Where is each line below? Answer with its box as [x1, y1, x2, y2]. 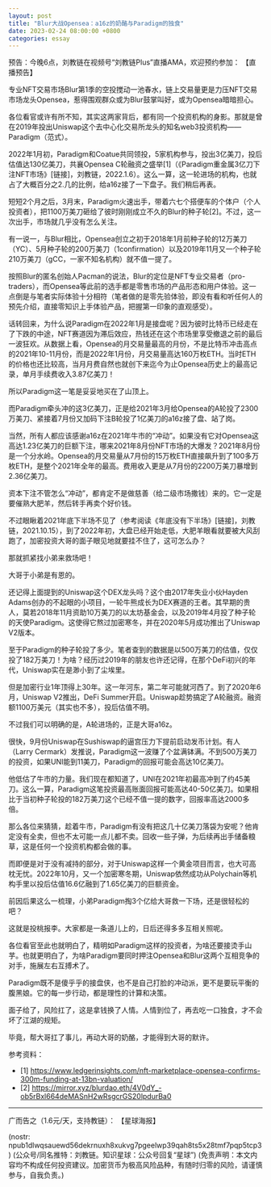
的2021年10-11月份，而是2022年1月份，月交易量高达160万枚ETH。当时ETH [8, 349, 256, 359]
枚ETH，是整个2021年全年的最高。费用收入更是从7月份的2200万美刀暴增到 [8, 461, 258, 471]
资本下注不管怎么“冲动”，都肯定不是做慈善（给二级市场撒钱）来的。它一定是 [8, 489, 262, 498]
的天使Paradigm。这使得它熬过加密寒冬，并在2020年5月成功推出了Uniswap [8, 618, 261, 627]
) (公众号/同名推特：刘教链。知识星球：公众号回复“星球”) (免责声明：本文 [8, 1150, 251, 1160]
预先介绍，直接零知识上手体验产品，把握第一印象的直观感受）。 [8, 302, 217, 312]
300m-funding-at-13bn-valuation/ [19, 1075, 133, 1084]
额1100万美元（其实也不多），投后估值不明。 [8, 703, 155, 712]
